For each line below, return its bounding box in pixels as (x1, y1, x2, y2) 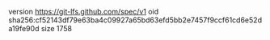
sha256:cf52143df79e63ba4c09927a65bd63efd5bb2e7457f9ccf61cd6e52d (8, 15, 263, 25)
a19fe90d (8, 24, 40, 33)
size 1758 (40, 24, 73, 33)
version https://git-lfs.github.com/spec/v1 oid (8, 7, 159, 16)
